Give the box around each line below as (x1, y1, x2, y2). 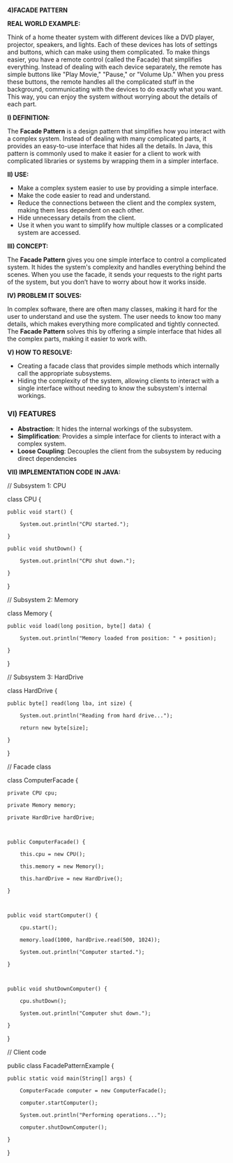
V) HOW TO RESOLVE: (7, 348, 73, 356)
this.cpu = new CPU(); (20, 851, 86, 858)
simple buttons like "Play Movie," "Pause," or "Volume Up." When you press (7, 70, 225, 78)
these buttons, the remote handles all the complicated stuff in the (7, 78, 195, 86)
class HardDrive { (7, 687, 58, 695)
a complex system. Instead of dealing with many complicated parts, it (7, 134, 207, 143)
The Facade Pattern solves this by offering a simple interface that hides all (7, 327, 222, 335)
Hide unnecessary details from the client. (17, 213, 136, 222)
